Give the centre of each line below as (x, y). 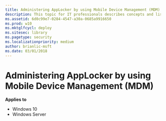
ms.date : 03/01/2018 (26, 51)
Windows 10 (25, 109)
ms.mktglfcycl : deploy (28, 28)
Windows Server (29, 115)
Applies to (16, 100)
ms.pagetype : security (28, 38)
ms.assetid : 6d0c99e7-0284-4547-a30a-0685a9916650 (58, 19)
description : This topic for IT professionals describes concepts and (79, 14)
